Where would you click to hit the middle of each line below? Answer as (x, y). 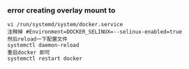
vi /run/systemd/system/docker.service (65, 25)
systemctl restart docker (45, 59)
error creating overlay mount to (61, 10)
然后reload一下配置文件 (38, 39)
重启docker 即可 (29, 53)
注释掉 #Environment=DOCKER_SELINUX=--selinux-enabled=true (95, 32)
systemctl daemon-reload (43, 46)
